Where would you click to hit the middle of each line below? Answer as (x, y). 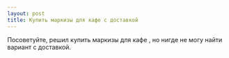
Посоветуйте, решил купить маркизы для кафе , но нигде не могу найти (115, 39)
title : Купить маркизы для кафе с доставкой (73, 20)
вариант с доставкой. (39, 47)
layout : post (26, 13)
